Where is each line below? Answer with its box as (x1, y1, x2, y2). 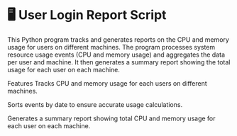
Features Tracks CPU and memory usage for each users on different (7, 79, 207, 87)
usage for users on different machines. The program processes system (7, 42, 216, 51)
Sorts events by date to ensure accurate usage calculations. (7, 100, 183, 108)
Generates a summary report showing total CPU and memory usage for (7, 114, 216, 123)
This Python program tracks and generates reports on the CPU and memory (7, 35, 229, 44)
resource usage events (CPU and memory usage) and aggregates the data (7, 50, 226, 59)
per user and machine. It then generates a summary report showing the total (7, 57, 231, 66)
